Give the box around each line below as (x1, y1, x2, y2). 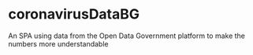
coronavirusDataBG (8, 5, 140, 23)
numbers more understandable (8, 39, 109, 48)
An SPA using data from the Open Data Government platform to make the (8, 31, 246, 40)
